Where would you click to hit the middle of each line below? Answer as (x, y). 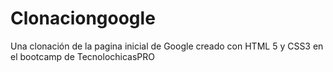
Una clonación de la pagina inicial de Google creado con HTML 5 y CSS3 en (167, 46)
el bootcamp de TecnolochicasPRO (82, 56)
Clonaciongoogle (83, 18)
